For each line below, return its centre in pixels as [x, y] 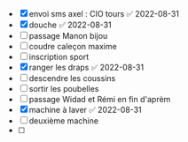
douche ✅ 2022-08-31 [70, 25]
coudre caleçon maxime [73, 46]
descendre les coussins [72, 78]
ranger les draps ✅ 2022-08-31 [86, 67]
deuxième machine [64, 121]
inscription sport [59, 57]
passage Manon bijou [68, 36]
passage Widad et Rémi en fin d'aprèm [100, 99]
